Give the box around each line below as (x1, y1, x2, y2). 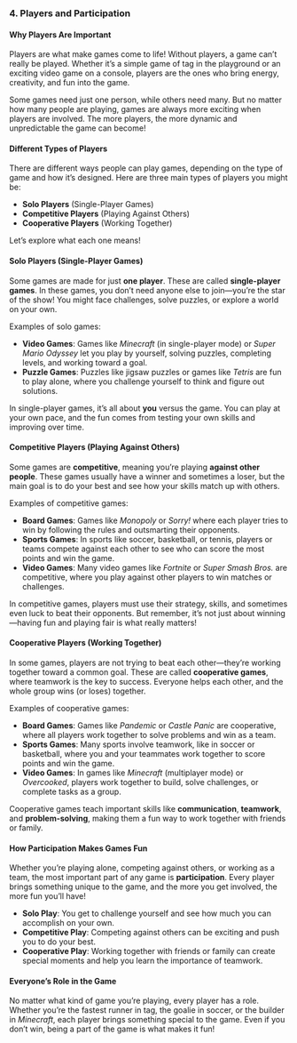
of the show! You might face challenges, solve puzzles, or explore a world (9, 294, 279, 305)
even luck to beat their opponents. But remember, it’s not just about (9, 607, 255, 618)
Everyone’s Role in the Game (9, 975, 117, 986)
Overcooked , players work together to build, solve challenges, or (21, 776, 259, 787)
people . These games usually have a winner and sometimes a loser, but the (9, 470, 285, 482)
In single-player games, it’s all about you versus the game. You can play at (9, 403, 281, 413)
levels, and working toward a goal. (21, 357, 148, 367)
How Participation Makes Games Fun (9, 843, 148, 854)
